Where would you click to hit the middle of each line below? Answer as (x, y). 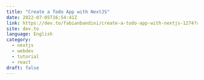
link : (13, 23)
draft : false (23, 68)
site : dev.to (23, 29)
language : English (29, 34)
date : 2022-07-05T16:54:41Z (42, 17)
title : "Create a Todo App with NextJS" (58, 12)
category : (19, 40)
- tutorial (25, 57)
